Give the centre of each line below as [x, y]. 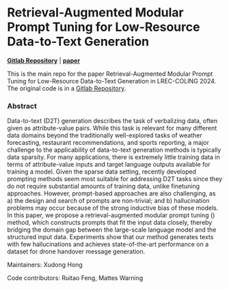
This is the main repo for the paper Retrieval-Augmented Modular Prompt [110, 74]
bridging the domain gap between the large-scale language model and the [112, 230]
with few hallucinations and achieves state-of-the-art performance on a [108, 245]
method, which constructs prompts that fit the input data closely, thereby [110, 223]
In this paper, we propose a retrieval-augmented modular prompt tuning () [111, 215]
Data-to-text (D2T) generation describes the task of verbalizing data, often [112, 121]
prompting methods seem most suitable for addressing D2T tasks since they [115, 179]
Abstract [22, 106]
